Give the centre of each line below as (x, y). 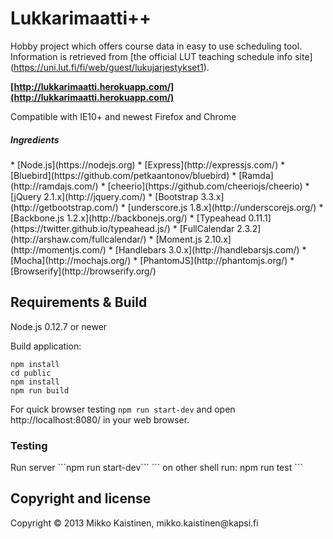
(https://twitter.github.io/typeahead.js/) (90, 228)
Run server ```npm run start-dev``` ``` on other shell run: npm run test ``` (156, 468)
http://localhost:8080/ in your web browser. (100, 419)
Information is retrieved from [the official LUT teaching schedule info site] (161, 56)
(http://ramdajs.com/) (54, 186)
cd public (31, 373)
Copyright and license (81, 498)
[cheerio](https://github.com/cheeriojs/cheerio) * (208, 186)
